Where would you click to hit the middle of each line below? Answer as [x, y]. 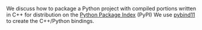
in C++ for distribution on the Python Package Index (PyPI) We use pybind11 [101, 15]
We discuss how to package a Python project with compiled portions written [101, 9]
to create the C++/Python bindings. [50, 21]
